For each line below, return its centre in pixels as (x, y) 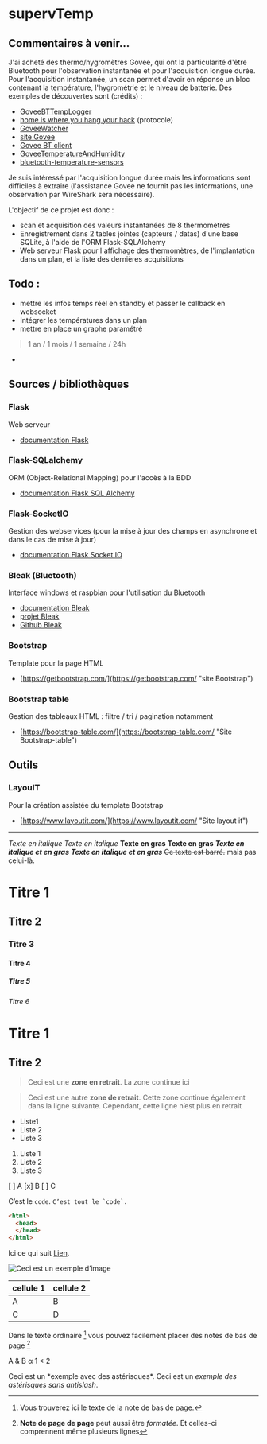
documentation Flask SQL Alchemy (77, 493)
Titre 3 (21, 945)
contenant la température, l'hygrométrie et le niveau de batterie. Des (120, 87)
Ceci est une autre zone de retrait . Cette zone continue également (137, 1097)
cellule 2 (70, 1288)
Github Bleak (41, 625)
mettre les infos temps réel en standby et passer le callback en (122, 303)
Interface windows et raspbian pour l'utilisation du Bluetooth (107, 592)
